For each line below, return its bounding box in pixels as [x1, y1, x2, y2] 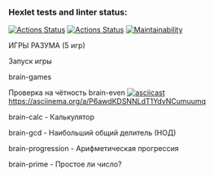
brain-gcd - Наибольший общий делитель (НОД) [8, 128, 177, 138]
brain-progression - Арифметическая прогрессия [8, 144, 179, 153]
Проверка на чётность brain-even [8, 88, 126, 97]
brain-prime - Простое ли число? [8, 159, 122, 169]
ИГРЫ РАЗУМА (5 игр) [8, 41, 85, 50]
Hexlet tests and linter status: [8, 6, 128, 18]
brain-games [8, 72, 52, 82]
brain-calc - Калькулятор [8, 112, 95, 122]
